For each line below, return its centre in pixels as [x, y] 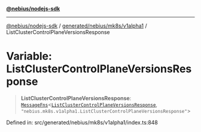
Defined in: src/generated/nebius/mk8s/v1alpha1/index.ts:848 [82, 122]
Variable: [29, 56]
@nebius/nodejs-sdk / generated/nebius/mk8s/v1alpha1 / [77, 26]
